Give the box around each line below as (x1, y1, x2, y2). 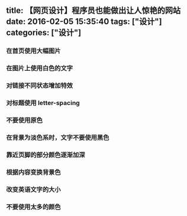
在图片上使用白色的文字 (6, 64, 73, 73)
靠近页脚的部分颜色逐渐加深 (6, 150, 85, 159)
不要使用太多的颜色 (6, 202, 61, 211)
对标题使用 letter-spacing (6, 99, 80, 107)
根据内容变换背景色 (6, 168, 61, 176)
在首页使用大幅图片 (6, 47, 61, 55)
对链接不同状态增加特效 (6, 81, 73, 90)
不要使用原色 (6, 116, 43, 124)
